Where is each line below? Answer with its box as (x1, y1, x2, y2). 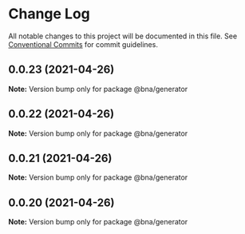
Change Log (8, 5, 90, 23)
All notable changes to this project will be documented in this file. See (8, 31, 238, 41)
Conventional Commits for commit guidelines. (8, 39, 158, 49)
